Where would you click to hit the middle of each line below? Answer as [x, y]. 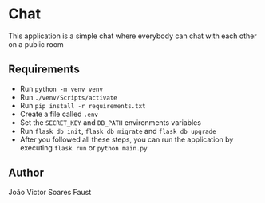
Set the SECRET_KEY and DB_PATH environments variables [111, 122]
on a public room [36, 44]
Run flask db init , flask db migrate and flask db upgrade [118, 131]
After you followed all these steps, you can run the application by [127, 139]
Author [26, 173]
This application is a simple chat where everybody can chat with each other [132, 36]
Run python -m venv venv [61, 88]
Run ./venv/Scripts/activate [68, 97]
